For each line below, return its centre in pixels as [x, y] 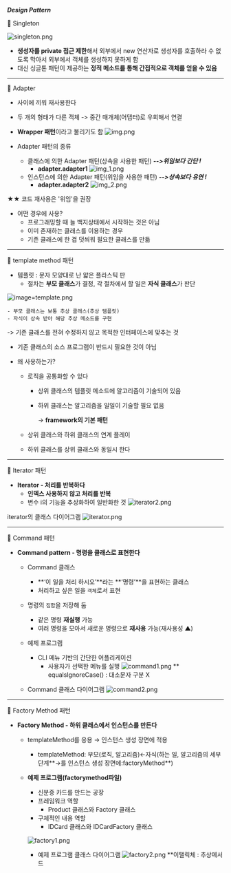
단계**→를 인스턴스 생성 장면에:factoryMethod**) [106, 763]
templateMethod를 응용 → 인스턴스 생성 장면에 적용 [97, 740]
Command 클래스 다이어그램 [66, 689]
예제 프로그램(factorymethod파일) [75, 778]
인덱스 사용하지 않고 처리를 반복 [69, 494]
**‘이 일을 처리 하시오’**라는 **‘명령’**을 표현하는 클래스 [113, 582]
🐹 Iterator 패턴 [27, 470]
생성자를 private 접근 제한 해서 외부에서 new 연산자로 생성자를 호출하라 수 [115, 51]
